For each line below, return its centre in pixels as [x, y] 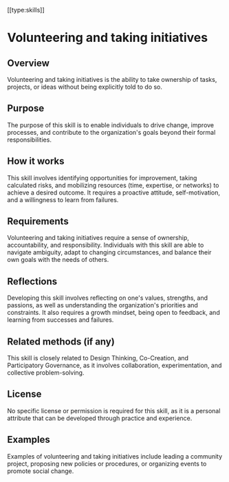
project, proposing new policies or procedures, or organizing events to [107, 463]
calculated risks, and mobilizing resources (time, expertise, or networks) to [113, 185]
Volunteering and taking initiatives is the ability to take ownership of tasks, [112, 79]
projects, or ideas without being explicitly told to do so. [85, 87]
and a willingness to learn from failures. [63, 199]
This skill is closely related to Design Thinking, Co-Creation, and [98, 358]
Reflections [32, 281]
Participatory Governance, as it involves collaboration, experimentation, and [115, 365]
